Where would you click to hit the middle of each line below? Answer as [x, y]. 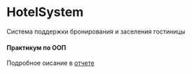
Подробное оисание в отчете [51, 63]
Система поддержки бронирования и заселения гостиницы [96, 31]
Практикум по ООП [36, 47]
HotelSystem [45, 12]
